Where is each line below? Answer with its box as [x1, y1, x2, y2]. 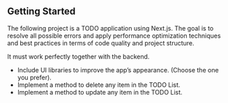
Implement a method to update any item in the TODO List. [17, 88, 183, 96]
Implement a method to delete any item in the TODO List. [17, 80, 181, 89]
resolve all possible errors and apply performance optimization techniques [7, 31, 221, 40]
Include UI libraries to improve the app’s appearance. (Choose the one [17, 65, 219, 74]
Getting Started [7, 6, 76, 17]
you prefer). [17, 73, 52, 81]
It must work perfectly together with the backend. [7, 52, 150, 61]
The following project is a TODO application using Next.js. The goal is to [7, 24, 214, 32]
